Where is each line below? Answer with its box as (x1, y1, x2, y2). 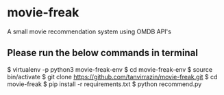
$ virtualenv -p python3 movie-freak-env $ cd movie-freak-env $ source (7, 65, 213, 73)
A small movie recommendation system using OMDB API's (7, 27, 171, 36)
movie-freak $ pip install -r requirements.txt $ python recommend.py (7, 80, 202, 88)
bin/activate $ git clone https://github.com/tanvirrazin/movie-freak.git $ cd (7, 72, 218, 81)
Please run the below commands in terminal (7, 47, 199, 59)
